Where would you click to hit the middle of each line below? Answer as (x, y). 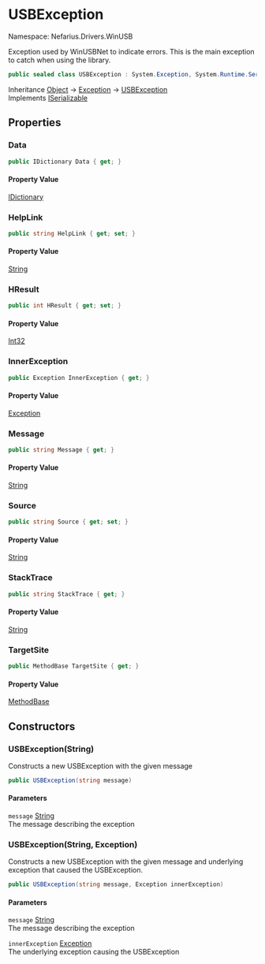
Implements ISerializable (48, 98)
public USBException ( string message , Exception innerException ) (116, 884)
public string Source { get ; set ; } (68, 522)
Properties (35, 123)
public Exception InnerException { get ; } (79, 378)
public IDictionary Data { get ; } (65, 162)
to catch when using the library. (60, 60)
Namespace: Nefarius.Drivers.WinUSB (71, 36)
